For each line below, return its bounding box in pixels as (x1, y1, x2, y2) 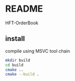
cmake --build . (5, 72, 39, 77)
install (5, 34, 25, 43)
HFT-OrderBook (5, 20, 39, 26)
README (5, 3, 43, 15)
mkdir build (5, 58, 30, 63)
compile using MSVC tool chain (5, 48, 70, 54)
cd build (5, 62, 24, 67)
